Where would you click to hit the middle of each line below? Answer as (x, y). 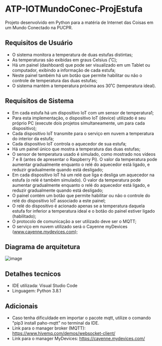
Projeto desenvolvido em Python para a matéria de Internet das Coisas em (79, 22)
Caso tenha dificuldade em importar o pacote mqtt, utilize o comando (81, 318)
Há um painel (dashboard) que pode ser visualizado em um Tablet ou (81, 65)
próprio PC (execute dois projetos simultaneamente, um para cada (78, 123)
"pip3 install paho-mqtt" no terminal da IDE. (56, 323)
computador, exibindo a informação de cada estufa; (64, 70)
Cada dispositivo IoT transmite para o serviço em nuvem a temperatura (83, 133)
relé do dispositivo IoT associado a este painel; (59, 200)
